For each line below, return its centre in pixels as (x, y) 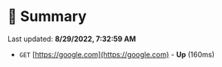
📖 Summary (47, 17)
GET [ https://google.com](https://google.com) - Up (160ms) (117, 54)
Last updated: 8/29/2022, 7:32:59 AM (72, 39)
